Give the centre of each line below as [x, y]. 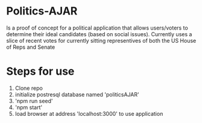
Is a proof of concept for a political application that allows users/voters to [97, 28]
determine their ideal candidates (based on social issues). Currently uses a [99, 34]
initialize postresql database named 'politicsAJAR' [77, 94]
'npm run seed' [34, 101]
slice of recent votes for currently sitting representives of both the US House [101, 40]
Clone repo [29, 88]
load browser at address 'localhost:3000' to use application [89, 113]
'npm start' [29, 107]
